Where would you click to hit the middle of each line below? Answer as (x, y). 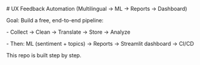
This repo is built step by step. (44, 55)
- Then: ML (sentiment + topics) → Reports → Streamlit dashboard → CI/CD (100, 44)
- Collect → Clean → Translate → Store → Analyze (69, 32)
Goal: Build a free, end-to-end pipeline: (55, 20)
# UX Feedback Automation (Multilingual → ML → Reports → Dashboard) (97, 9)
